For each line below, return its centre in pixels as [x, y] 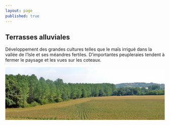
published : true [22, 16]
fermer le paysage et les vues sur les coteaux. [53, 60]
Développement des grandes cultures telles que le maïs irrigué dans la [79, 49]
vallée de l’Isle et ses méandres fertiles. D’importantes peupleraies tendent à [85, 55]
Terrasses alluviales [37, 37]
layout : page [19, 11]
